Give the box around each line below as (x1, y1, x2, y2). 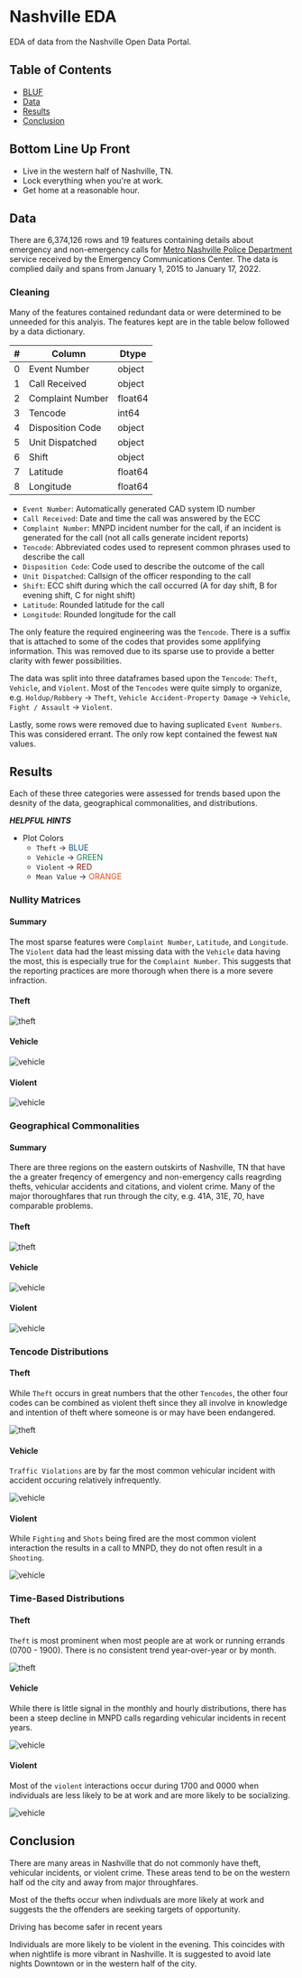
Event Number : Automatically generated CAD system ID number (22, 503, 256, 514)
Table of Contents (9, 62, 113, 78)
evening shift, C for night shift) (22, 589, 136, 600)
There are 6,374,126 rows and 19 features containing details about (9, 235, 254, 246)
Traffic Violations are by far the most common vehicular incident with (9, 1466, 276, 1476)
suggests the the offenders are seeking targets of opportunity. (9, 1904, 241, 1915)
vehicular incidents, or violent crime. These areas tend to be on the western (9, 1867, 290, 1878)
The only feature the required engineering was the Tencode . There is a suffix (9, 626, 291, 637)
